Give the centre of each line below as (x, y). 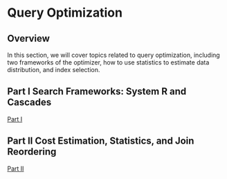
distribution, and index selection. (54, 70)
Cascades (29, 102)
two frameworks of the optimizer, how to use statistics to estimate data (108, 62)
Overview (29, 39)
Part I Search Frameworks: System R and (97, 92)
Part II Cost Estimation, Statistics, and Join (101, 141)
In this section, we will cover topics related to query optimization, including (113, 55)
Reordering (32, 152)
